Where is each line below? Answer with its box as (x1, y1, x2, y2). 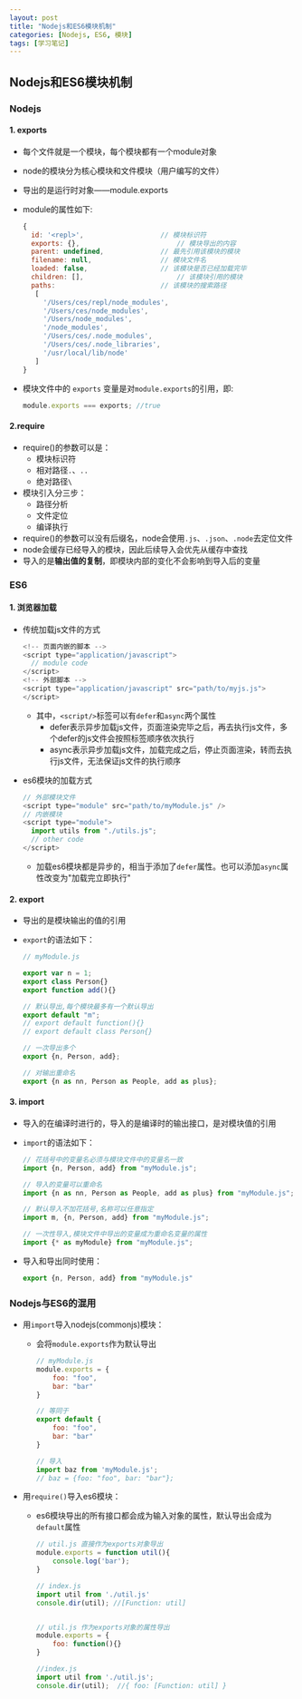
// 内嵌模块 (22, 809, 62, 819)
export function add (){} (22, 985, 117, 994)
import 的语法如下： (22, 1137, 95, 1147)
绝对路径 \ (35, 475, 72, 486)
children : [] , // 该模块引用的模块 (31, 273, 243, 282)
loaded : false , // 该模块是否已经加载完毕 (31, 264, 247, 273)
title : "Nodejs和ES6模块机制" (9, 22, 117, 31)
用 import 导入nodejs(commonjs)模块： (22, 1319, 165, 1330)
